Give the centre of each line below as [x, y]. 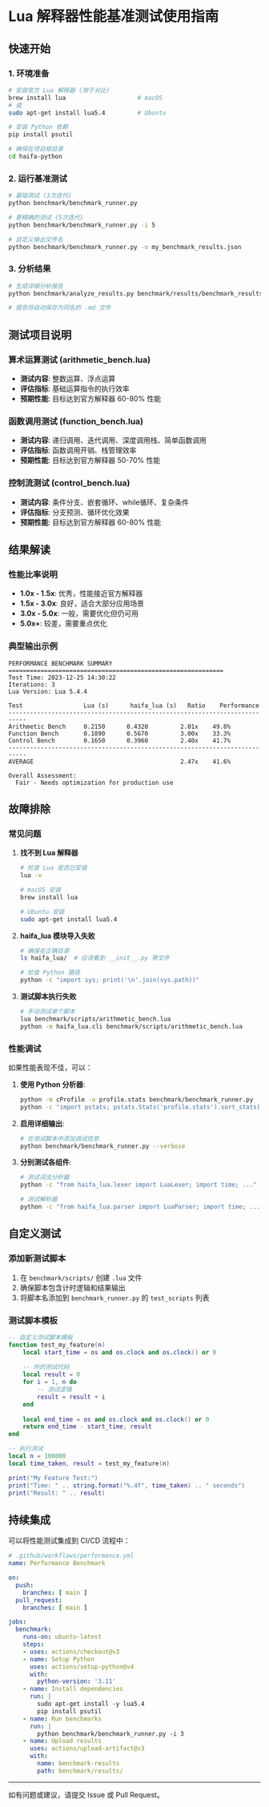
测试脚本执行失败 [48, 996]
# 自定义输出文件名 [36, 239]
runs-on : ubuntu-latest [62, 1637]
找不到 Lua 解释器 [49, 853]
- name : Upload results [62, 1741]
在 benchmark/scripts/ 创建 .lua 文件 [81, 1278]
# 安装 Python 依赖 [38, 127]
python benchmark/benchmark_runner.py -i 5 [82, 225]
